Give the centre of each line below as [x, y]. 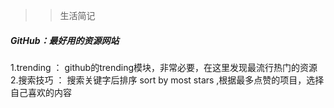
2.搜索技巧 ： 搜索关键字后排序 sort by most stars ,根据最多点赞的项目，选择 [167, 80]
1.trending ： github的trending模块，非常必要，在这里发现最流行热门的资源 [164, 67]
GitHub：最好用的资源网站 [65, 40]
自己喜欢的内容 [41, 92]
